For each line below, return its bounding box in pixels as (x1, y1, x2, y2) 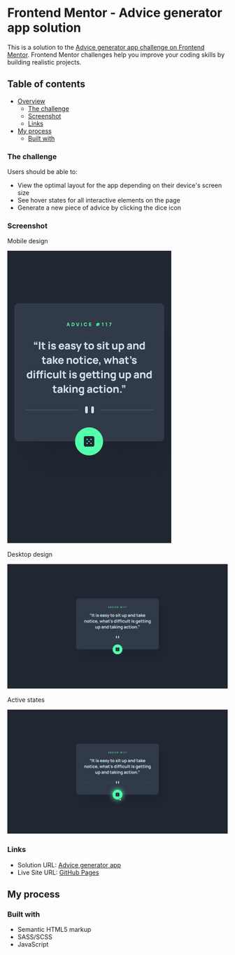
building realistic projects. (7, 57, 82, 66)
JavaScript (17, 940, 49, 949)
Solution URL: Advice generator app (17, 860, 121, 869)
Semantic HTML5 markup (17, 926, 92, 934)
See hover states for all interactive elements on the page (17, 196, 180, 205)
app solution (7, 20, 82, 36)
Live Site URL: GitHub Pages (17, 868, 99, 876)
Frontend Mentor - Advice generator (7, 5, 222, 21)
